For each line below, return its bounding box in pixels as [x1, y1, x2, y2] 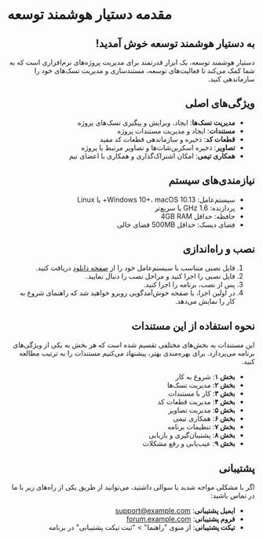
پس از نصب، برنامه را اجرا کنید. [143, 280, 236, 290]
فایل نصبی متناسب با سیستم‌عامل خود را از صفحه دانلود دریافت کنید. [35, 263, 236, 272]
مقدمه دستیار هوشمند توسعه [7, 5, 172, 24]
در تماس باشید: [210, 491, 255, 500]
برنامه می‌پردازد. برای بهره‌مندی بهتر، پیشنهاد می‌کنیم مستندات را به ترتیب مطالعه [18, 348, 255, 358]
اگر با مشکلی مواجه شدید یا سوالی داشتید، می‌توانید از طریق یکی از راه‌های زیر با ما [11, 483, 255, 492]
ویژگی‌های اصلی [184, 97, 255, 111]
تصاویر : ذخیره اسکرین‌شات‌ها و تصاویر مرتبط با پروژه [81, 143, 236, 152]
